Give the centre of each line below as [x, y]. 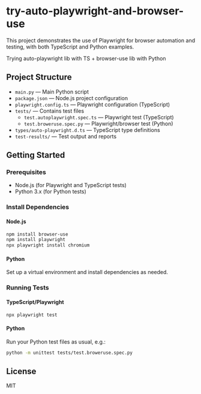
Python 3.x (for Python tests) [51, 192]
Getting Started [36, 155]
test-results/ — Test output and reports [66, 136]
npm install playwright [36, 240]
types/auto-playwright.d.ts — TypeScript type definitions [87, 130]
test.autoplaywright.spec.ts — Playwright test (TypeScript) [99, 117]
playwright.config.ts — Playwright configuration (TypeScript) [92, 104]
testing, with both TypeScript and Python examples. [70, 47]
